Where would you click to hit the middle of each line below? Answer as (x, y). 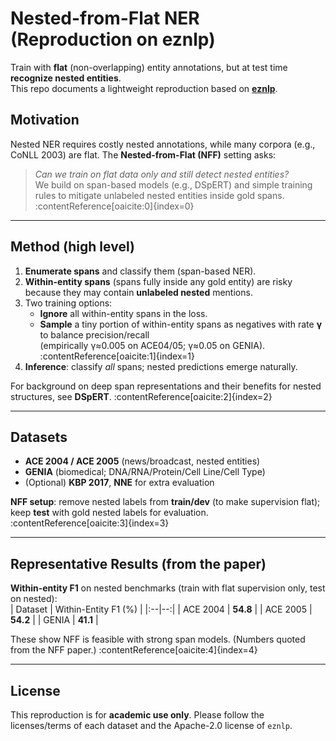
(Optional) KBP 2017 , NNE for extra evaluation (119, 483)
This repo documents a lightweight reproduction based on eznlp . (144, 88)
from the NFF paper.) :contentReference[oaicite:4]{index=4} (134, 650)
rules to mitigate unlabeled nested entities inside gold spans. (159, 195)
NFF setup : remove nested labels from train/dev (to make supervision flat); (165, 502)
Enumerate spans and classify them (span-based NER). (140, 271)
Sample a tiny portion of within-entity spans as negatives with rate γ (181, 324)
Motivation (45, 120)
